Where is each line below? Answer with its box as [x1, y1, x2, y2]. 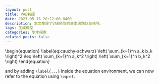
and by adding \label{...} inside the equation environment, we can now [5, 68, 154, 74]
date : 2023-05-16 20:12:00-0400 [5, 16, 72, 21]
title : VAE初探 [5, 12, 35, 17]
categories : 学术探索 [5, 30, 47, 35]
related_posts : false [5, 35, 50, 40]
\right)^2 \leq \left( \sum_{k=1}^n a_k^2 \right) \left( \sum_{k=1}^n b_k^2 [5, 53, 150, 59]
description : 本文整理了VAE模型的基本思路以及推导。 [5, 21, 104, 26]
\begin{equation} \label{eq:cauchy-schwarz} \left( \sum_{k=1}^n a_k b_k [5, 48, 153, 54]
